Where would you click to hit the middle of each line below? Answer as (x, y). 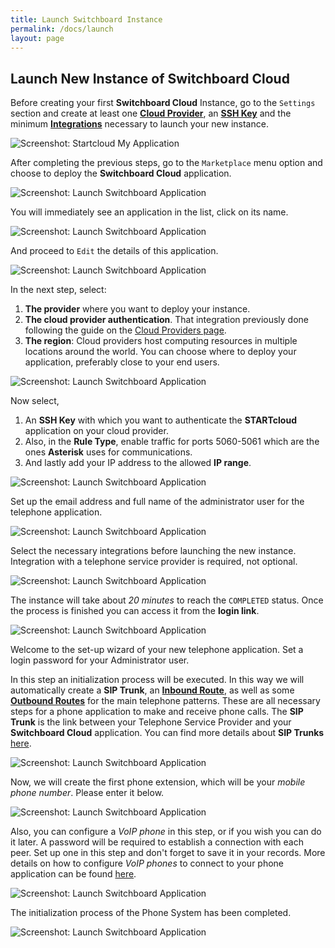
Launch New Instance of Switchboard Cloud (150, 78)
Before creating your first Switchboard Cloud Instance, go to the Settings (163, 103)
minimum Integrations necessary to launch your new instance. (139, 124)
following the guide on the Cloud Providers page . (125, 330)
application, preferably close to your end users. (122, 362)
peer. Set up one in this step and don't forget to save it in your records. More (168, 853)
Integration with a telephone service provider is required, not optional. (154, 562)
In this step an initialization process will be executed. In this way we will (157, 680)
